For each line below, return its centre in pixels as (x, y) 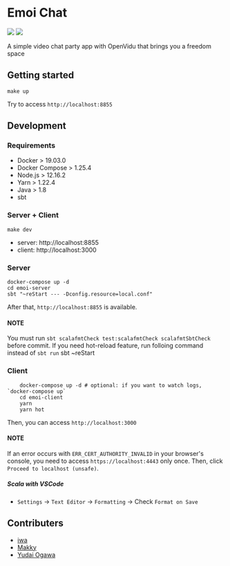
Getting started (41, 75)
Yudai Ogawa (36, 554)
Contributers (36, 523)
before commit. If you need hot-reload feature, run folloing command (105, 346)
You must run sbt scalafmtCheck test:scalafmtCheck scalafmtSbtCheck (109, 338)
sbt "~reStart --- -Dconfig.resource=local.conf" (80, 294)
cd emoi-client (41, 397)
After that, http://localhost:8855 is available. (72, 307)
